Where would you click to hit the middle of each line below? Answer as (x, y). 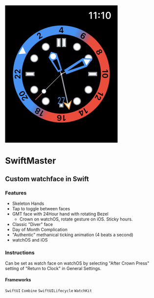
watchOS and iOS (30, 240)
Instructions (20, 252)
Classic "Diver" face (32, 224)
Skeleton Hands (28, 203)
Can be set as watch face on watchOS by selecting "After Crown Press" (77, 263)
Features (16, 193)
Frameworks (18, 279)
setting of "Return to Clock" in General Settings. (53, 269)
